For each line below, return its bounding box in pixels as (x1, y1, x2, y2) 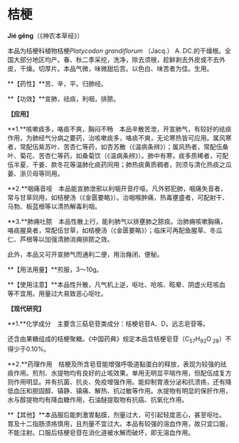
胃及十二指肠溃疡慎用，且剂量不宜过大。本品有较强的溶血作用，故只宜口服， (7, 419, 232, 427)
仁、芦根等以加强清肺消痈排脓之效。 (7, 235, 114, 243)
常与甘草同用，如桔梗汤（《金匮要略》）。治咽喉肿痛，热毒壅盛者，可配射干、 (7, 193, 229, 201)
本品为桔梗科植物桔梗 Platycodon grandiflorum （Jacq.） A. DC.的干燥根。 (7, 46, 225, 55)
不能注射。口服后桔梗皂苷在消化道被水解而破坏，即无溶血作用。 (7, 428, 194, 437)
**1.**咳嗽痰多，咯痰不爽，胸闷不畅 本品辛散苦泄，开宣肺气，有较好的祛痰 (7, 124, 232, 133)
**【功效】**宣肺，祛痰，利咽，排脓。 (7, 94, 120, 103)
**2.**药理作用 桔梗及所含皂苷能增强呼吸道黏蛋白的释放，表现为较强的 (7, 360, 221, 368)
